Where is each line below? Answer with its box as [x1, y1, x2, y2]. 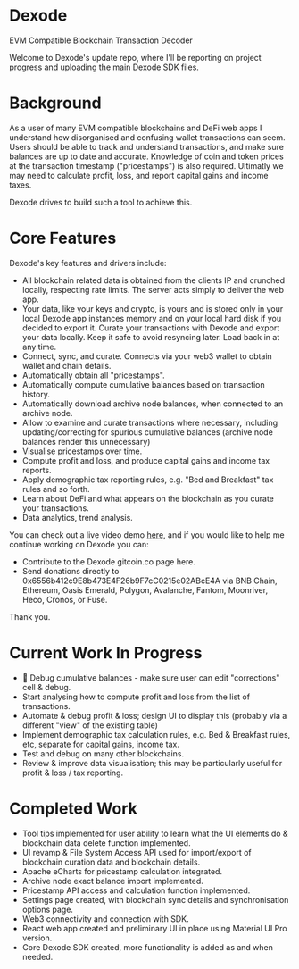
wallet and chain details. [21, 360, 112, 371]
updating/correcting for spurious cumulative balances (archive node [21, 426, 274, 438]
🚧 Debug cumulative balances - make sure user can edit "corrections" [21, 672, 280, 683]
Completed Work [9, 798, 138, 818]
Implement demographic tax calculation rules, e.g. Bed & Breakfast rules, [21, 729, 291, 739]
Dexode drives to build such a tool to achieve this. [9, 196, 193, 207]
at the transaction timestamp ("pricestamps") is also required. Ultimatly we [9, 160, 284, 171]
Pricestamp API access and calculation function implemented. [21, 885, 251, 896]
